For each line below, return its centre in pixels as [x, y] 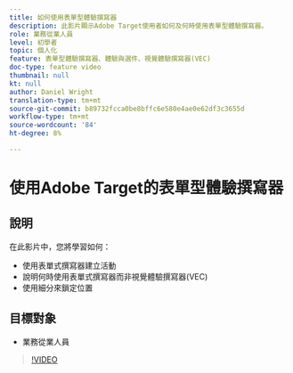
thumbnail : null [39, 76]
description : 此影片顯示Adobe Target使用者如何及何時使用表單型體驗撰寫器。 [139, 26]
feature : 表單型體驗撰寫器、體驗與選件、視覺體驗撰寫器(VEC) [110, 59]
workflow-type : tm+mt [49, 117]
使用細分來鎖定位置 [57, 288]
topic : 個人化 [33, 51]
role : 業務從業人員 [41, 34]
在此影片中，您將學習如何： [60, 247]
